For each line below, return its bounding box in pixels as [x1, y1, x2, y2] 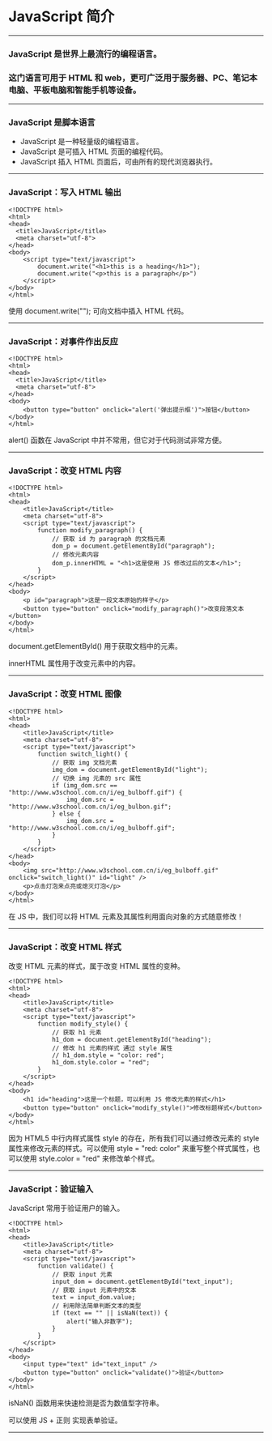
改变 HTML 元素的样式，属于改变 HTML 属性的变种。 [8, 961, 185, 970]
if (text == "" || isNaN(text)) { [51, 1309, 168, 1317]
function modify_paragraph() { [37, 527, 143, 535]
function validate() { [37, 1262, 114, 1270]
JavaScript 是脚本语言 [8, 117, 96, 128]
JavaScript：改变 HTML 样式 [8, 941, 121, 953]
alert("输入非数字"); [66, 1318, 134, 1326]
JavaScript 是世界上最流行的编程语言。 [8, 48, 162, 59]
